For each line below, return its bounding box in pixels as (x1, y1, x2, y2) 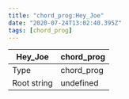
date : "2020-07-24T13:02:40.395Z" (8, 19, 123, 27)
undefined (60, 78, 99, 89)
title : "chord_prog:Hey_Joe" (8, 11, 104, 20)
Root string (12, 78, 53, 89)
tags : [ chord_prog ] (8, 26, 73, 34)
